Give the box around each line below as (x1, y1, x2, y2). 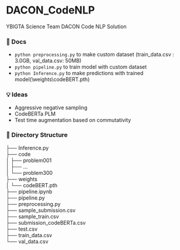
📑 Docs (6, 38, 27, 46)
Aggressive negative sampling (14, 104, 88, 111)
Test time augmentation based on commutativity (14, 116, 131, 123)
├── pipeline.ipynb (6, 188, 53, 195)
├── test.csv (6, 225, 38, 232)
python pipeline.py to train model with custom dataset (14, 63, 147, 70)
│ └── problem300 (6, 169, 53, 176)
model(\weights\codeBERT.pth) (14, 76, 90, 83)
